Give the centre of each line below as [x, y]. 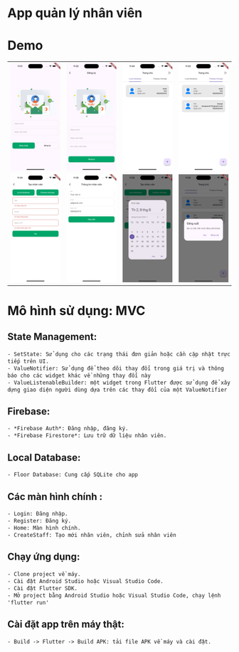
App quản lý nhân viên [75, 13]
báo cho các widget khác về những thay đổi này [79, 375]
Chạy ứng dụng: [44, 557]
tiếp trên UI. [28, 361]
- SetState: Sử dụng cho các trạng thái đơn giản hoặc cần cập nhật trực [119, 354]
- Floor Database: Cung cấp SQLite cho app [73, 475]
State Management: [52, 337]
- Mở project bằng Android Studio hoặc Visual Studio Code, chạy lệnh [114, 595]
